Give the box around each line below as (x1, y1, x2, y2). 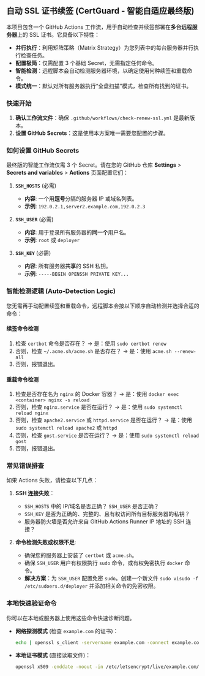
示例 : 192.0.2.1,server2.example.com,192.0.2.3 (24, 203, 146, 210)
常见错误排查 (6, 461, 45, 470)
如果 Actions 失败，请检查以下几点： (6, 477, 99, 484)
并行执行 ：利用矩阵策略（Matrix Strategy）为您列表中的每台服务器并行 (15, 44, 194, 51)
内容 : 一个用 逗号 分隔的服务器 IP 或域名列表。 (24, 195, 138, 202)
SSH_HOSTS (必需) (15, 182, 57, 189)
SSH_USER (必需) (15, 216, 54, 223)
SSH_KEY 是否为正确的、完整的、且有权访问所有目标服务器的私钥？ (24, 511, 190, 518)
